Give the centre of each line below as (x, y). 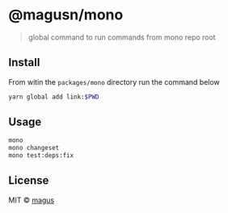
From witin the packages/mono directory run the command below (114, 81)
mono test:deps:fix (41, 156)
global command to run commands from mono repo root (122, 37)
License (29, 180)
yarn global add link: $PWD (54, 97)
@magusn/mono (66, 15)
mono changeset (34, 148)
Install (24, 63)
